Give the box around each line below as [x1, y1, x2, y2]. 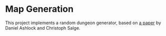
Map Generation [5, 3, 74, 15]
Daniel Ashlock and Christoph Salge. [5, 25, 80, 31]
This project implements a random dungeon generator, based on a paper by [5, 20, 161, 26]
